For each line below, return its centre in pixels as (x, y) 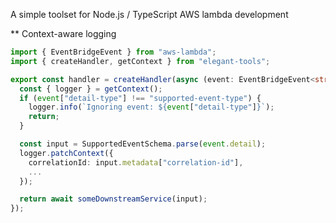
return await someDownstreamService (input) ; (113, 199)
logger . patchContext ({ (66, 153)
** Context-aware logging (63, 33)
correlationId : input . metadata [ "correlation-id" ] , (136, 162)
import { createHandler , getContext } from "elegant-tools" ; (140, 61)
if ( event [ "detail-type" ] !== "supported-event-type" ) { (140, 98)
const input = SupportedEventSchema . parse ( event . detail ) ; (143, 144)
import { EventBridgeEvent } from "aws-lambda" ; (113, 52)
